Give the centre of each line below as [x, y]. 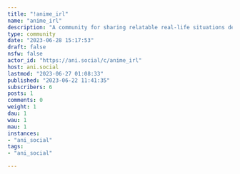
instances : [24, 133]
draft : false [27, 47]
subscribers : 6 [30, 87]
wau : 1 [17, 120]
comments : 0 [25, 101]
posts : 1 [20, 93]
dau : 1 [17, 113]
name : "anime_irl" [35, 21]
